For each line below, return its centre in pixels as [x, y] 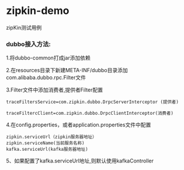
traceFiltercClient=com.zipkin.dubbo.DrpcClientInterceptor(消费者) [90, 114]
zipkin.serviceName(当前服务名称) [45, 143]
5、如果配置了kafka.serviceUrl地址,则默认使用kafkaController [80, 161]
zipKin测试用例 [24, 27]
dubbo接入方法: [29, 44]
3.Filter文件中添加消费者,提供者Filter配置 [55, 90]
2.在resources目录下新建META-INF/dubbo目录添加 [67, 70]
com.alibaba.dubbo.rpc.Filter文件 [46, 77]
